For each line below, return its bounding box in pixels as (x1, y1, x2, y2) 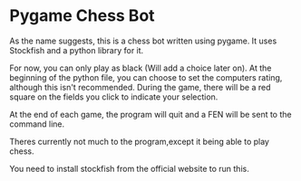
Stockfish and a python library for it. (9, 44, 144, 55)
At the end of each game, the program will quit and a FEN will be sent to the (9, 109, 292, 119)
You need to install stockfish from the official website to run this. (9, 163, 249, 174)
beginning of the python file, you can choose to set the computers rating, (9, 71, 283, 82)
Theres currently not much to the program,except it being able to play (9, 136, 270, 147)
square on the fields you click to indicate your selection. (9, 91, 218, 102)
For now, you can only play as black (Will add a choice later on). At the (9, 62, 272, 73)
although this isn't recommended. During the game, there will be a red (9, 81, 271, 92)
